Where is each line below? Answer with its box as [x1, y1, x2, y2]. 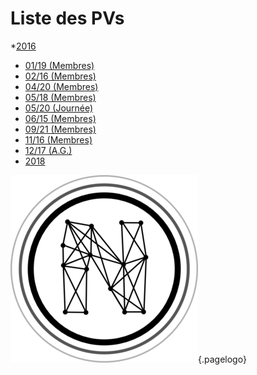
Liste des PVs [10, 7, 125, 30]
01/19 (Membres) [24, 59, 95, 71]
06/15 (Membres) [24, 112, 97, 124]
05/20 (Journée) [24, 102, 94, 114]
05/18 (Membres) [24, 91, 97, 103]
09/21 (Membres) [24, 123, 97, 135]
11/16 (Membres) [24, 133, 93, 146]
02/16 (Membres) [24, 70, 97, 82]
